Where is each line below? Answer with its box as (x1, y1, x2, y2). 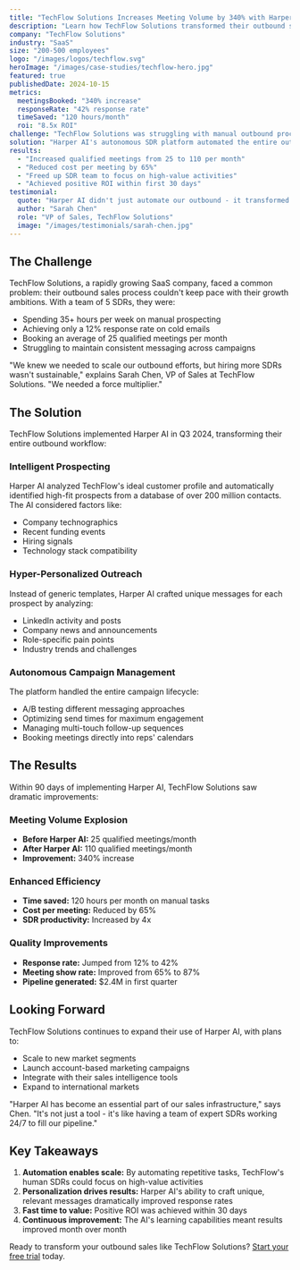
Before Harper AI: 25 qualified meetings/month (21, 834, 197, 845)
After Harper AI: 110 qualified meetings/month (21, 843, 193, 854)
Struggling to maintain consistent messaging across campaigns (21, 343, 256, 353)
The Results (9, 758, 78, 774)
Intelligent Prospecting (9, 461, 111, 473)
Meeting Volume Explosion (9, 813, 128, 825)
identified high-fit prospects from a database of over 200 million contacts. (9, 490, 282, 501)
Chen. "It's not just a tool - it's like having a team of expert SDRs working (9, 1108, 278, 1119)
